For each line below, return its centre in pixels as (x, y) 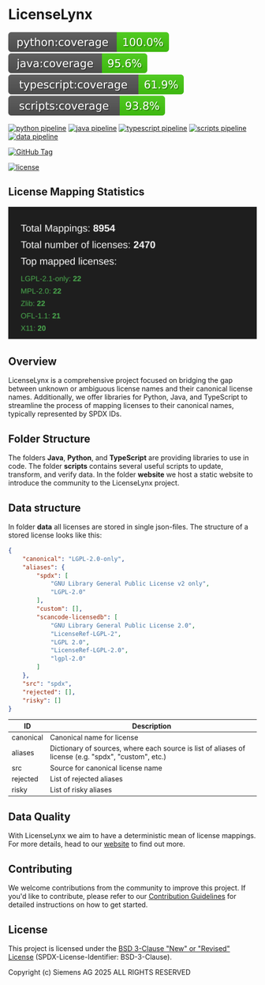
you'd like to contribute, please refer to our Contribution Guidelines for (122, 897)
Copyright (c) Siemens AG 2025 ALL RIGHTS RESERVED (99, 972)
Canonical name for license (94, 738)
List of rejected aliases (87, 778)
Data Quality (39, 817)
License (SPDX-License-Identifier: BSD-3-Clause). (90, 957)
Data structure (45, 508)
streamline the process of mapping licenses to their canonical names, (121, 406)
